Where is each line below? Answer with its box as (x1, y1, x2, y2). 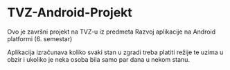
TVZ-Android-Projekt (7, 5, 133, 21)
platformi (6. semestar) (7, 34, 73, 43)
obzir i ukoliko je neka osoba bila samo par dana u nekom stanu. (7, 55, 191, 63)
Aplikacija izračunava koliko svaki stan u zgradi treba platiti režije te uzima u (7, 48, 224, 56)
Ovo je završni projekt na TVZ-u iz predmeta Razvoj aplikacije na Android (7, 27, 216, 36)
